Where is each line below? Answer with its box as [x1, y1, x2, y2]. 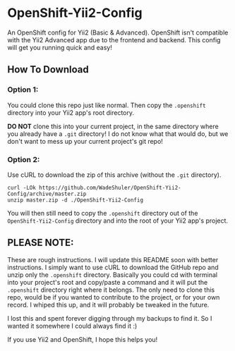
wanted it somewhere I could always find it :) [7, 321, 138, 330]
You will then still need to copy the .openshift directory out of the [7, 209, 198, 217]
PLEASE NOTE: [7, 237, 74, 249]
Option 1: [7, 85, 39, 94]
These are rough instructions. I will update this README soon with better [7, 255, 219, 264]
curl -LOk [7, 184, 37, 191]
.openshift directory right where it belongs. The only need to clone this [7, 285, 215, 294]
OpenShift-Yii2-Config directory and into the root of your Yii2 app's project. [7, 216, 228, 225]
